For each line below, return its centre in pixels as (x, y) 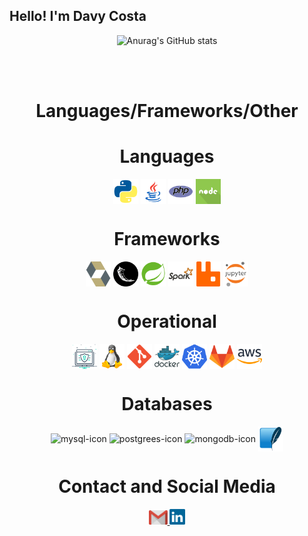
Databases (167, 404)
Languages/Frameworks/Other (167, 111)
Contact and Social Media (167, 486)
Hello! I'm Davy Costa (78, 16)
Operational (167, 321)
